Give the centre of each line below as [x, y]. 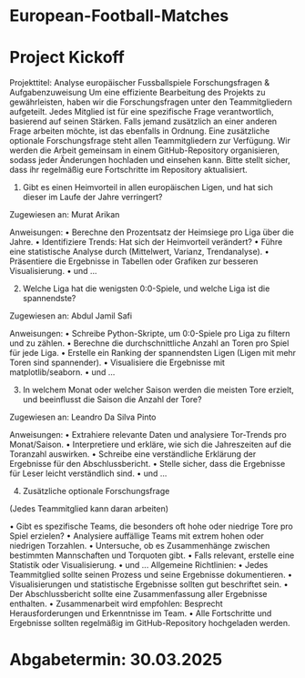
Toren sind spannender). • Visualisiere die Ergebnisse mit [117, 363]
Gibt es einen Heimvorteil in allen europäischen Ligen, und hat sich [147, 187]
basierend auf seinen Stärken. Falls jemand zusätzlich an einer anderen [143, 121]
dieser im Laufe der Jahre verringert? [92, 197]
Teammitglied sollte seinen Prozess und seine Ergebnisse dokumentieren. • [151, 575]
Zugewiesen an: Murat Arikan [65, 215]
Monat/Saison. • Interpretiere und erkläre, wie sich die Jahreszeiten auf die [150, 445]
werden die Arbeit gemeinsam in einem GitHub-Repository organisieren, [145, 150]
